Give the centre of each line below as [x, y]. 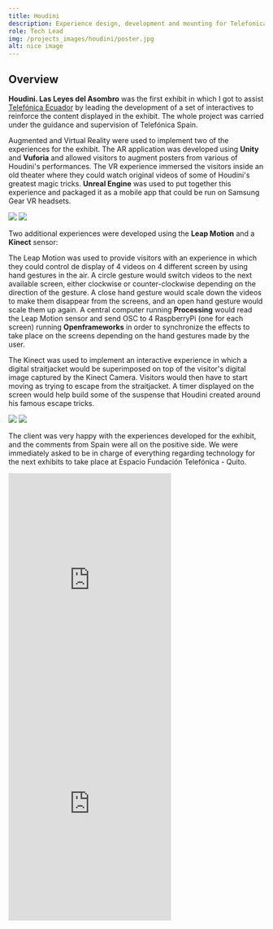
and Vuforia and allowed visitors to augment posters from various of [123, 157]
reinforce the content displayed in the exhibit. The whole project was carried [136, 116]
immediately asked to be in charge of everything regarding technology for [132, 453]
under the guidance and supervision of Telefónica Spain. [103, 124]
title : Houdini [34, 16]
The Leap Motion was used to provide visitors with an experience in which [133, 258]
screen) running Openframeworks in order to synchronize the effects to [129, 327]
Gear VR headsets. [40, 201]
